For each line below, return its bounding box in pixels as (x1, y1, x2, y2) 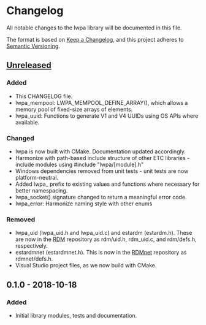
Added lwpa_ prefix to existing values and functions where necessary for (15, 180, 200, 188)
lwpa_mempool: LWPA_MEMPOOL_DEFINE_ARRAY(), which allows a (15, 99, 188, 106)
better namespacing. (15, 186, 68, 194)
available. (15, 118, 40, 126)
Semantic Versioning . (6, 42, 60, 50)
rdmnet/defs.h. (15, 255, 53, 262)
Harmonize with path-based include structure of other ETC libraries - (15, 154, 190, 161)
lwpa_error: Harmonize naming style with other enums (15, 200, 153, 207)
